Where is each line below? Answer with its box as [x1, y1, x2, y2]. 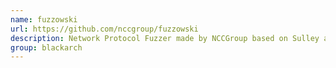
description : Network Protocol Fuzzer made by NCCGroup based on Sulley [10, 33, 320, 43]
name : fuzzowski [10, 14, 78, 25]
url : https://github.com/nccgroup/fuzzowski [10, 24, 199, 34]
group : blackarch [10, 42, 83, 53]
